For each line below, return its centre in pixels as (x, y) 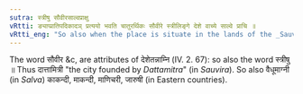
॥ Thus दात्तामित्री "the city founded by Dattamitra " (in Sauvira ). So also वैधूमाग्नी (150, 70)
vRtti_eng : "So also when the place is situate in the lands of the (141, 34)
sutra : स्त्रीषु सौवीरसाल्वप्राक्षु (49, 17)
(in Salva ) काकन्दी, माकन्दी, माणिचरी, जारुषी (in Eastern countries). (119, 80)
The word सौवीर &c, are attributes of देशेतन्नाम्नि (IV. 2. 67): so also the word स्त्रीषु (150, 60)
